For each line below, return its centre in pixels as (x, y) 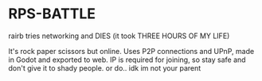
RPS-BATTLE (52, 14)
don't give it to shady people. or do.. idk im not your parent (105, 67)
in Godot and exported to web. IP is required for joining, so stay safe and (127, 60)
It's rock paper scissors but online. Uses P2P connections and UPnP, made (131, 51)
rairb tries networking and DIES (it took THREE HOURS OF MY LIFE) (119, 36)
